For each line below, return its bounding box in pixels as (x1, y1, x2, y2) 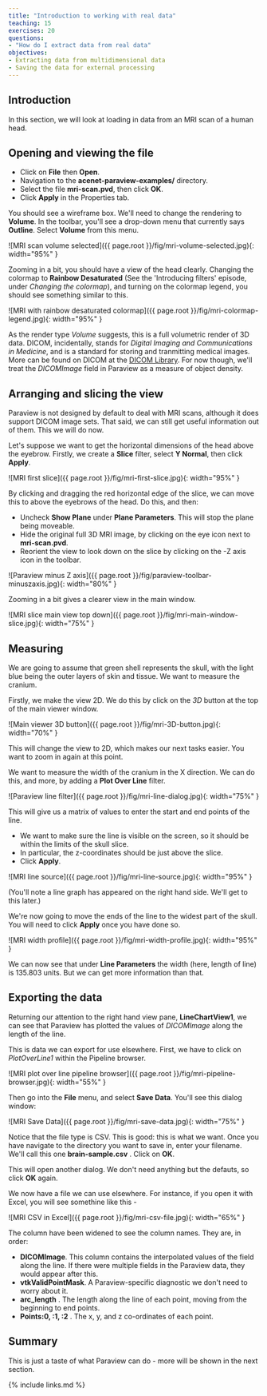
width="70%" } (8, 728, 58, 737)
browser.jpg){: (8, 1077, 55, 1087)
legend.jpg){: (8, 314, 51, 324)
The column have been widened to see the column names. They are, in (8, 1228, 241, 1238)
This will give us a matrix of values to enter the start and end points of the (8, 807, 250, 816)
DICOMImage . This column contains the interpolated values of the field (19, 1252, 254, 1262)
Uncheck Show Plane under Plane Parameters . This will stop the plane (19, 513, 254, 522)
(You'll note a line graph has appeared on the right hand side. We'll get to (8, 887, 249, 896)
